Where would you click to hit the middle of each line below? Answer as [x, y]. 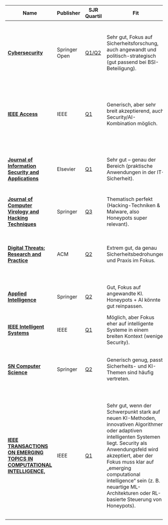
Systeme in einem [128, 330]
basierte [116, 499]
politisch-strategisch [131, 56]
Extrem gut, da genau [132, 248]
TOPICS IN [20, 459]
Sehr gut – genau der [131, 160]
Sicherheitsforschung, [133, 43]
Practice [18, 260]
